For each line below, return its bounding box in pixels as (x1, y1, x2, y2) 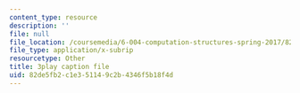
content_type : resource (9, 12, 98, 22)
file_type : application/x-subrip (9, 46, 134, 55)
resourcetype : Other (9, 54, 87, 63)
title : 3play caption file (9, 63, 110, 72)
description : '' (9, 21, 70, 30)
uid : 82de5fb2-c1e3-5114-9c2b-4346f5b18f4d (9, 71, 174, 80)
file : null (9, 29, 50, 38)
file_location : (9, 37, 66, 47)
